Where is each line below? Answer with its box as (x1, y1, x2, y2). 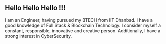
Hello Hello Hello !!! (5, 4, 66, 12)
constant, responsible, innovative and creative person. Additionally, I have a (5, 27, 161, 34)
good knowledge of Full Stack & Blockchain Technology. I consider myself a (5, 22, 161, 28)
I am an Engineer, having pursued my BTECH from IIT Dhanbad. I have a (5, 17, 153, 23)
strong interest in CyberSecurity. (5, 33, 72, 39)
